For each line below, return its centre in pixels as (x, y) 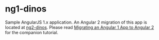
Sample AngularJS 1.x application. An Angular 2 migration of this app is (76, 22)
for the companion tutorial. (32, 32)
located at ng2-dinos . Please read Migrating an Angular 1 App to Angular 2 (79, 27)
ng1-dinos (26, 9)
